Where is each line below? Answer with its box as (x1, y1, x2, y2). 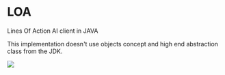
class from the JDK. (7, 47, 63, 55)
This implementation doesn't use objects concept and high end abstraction (7, 40, 219, 48)
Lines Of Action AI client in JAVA (7, 27, 98, 35)
